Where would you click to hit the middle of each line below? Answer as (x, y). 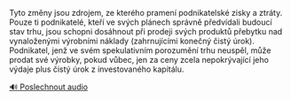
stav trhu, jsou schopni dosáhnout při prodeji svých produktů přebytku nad (146, 31)
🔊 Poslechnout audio (49, 87)
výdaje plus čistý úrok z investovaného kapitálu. (97, 69)
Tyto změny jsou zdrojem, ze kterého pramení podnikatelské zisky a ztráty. (146, 13)
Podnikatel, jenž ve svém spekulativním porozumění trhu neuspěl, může (140, 50)
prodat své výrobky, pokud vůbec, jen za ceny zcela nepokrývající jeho (139, 60)
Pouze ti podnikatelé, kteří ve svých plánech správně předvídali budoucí (141, 22)
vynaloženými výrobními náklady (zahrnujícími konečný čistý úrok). (132, 41)
